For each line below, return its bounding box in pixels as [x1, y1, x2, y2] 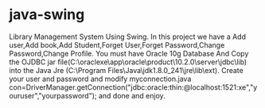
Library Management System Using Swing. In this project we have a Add [9, 32, 246, 41]
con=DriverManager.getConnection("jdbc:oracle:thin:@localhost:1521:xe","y [9, 82, 258, 92]
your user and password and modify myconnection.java [9, 74, 192, 83]
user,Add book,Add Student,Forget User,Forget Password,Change [9, 40, 225, 49]
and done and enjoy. [98, 91, 166, 100]
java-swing [9, 6, 85, 24]
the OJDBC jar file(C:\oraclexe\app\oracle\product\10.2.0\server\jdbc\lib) [9, 57, 247, 67]
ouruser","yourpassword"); [9, 91, 97, 100]
